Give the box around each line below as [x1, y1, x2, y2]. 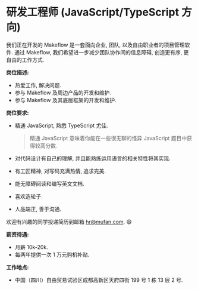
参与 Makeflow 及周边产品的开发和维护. [14, 89, 111, 96]
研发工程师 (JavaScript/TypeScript [6, 5, 180, 19]
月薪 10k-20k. [14, 243, 49, 251]
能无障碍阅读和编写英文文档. [14, 180, 84, 187]
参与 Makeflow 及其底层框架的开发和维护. [14, 96, 117, 103]
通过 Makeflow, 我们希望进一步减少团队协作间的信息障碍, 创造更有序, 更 [14, 48, 189, 56]
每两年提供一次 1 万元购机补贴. [14, 251, 90, 258]
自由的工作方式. [6, 56, 45, 63]
